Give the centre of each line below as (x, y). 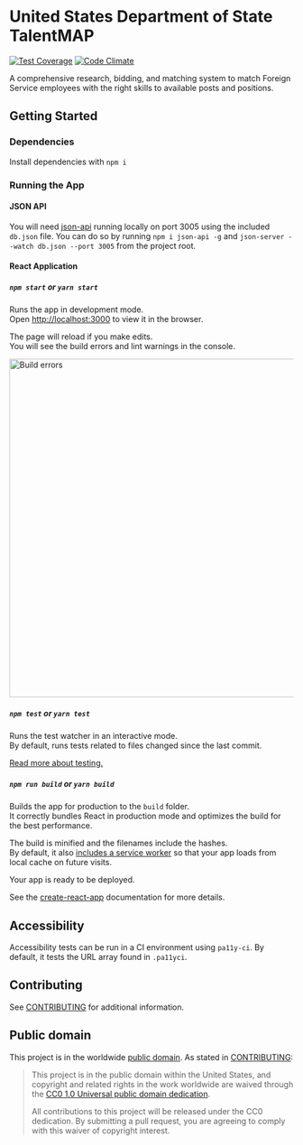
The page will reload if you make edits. (81, 337)
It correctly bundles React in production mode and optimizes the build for (145, 816)
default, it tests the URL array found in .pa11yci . (98, 957)
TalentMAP (52, 36)
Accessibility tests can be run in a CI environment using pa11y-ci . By (137, 947)
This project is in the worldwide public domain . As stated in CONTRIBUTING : (151, 1057)
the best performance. (51, 826)
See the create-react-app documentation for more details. (117, 897)
